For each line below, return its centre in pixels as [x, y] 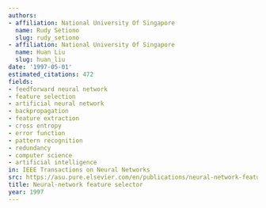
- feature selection [42, 96]
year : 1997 [26, 192]
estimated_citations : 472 [51, 74]
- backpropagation [38, 112]
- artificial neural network [56, 104]
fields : [21, 81]
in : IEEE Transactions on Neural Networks [79, 170]
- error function [37, 133]
